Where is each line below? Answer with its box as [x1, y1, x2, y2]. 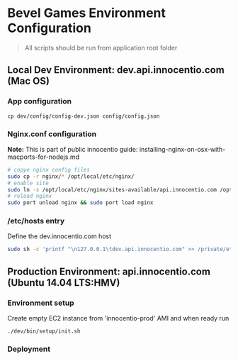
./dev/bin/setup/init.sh [7, 328, 81, 335]
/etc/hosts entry [7, 216, 65, 226]
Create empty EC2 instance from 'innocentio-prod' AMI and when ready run [7, 314, 229, 323]
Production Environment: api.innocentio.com [7, 265, 211, 277]
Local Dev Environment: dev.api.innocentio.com [7, 64, 225, 76]
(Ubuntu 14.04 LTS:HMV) [7, 277, 120, 289]
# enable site [7, 179, 50, 187]
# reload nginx [7, 193, 52, 200]
